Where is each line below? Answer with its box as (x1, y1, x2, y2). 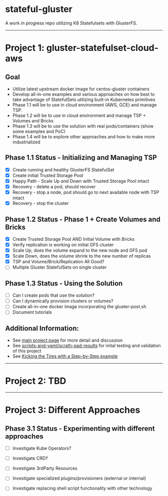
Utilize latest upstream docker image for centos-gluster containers (12, 86, 150, 92)
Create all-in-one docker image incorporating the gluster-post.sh (12, 304, 146, 310)
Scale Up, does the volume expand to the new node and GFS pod (12, 247, 147, 253)
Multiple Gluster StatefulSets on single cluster (12, 264, 107, 270)
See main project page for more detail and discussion (12, 337, 123, 343)
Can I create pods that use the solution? (12, 292, 95, 298)
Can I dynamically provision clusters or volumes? (12, 298, 113, 304)
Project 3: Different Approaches (5, 405, 140, 416)
